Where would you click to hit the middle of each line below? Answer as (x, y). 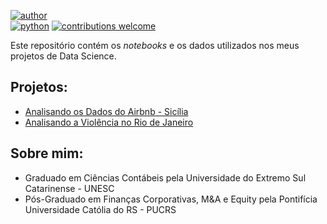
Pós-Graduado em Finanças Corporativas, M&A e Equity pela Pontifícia (171, 199)
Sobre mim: (47, 153)
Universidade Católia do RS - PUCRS (100, 209)
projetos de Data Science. (63, 56)
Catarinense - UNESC (69, 188)
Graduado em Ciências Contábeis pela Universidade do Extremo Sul (165, 177)
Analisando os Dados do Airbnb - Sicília (106, 111)
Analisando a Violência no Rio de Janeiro (109, 122)
